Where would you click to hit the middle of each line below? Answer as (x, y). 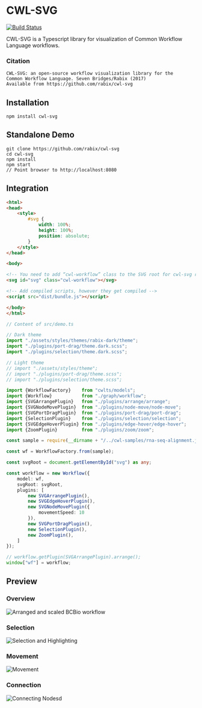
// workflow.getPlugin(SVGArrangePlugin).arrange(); (74, 557)
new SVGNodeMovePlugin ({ (59, 507)
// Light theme (25, 363)
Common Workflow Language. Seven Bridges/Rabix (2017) (76, 79)
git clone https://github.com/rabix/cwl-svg (63, 148)
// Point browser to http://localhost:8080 (62, 170)
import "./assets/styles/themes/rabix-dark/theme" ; (72, 341)
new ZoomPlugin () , (51, 535)
